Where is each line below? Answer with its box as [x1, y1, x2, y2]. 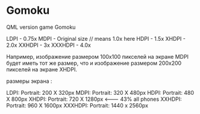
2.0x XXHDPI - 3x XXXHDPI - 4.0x [6, 41, 92, 49]
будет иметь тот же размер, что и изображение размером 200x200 [6, 59, 182, 67]
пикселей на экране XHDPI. [6, 65, 77, 73]
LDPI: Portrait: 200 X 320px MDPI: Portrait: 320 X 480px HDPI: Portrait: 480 [6, 89, 195, 96]
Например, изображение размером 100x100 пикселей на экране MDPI [6, 53, 189, 60]
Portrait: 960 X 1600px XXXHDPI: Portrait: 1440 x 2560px [6, 101, 149, 109]
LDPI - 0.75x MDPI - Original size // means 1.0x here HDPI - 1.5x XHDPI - [6, 35, 186, 42]
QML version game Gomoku [6, 23, 76, 31]
